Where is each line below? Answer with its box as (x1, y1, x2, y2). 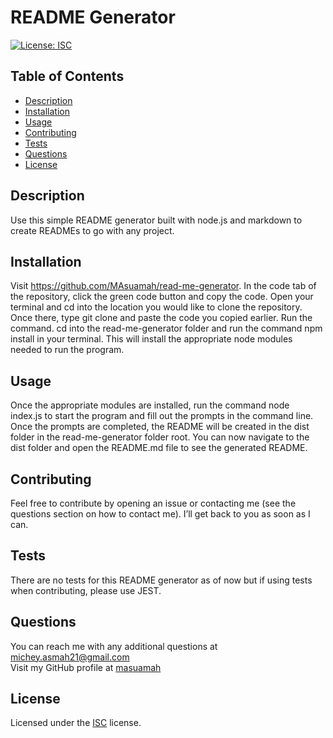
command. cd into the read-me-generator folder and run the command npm (10, 322, 323, 335)
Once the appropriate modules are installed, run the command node (10, 399, 290, 411)
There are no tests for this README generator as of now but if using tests (10, 574, 313, 586)
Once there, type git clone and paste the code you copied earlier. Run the (10, 312, 313, 324)
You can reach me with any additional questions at (10, 640, 218, 652)
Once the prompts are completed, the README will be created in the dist (10, 421, 310, 433)
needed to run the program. (10, 344, 125, 356)
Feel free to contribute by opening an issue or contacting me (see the (10, 497, 297, 509)
